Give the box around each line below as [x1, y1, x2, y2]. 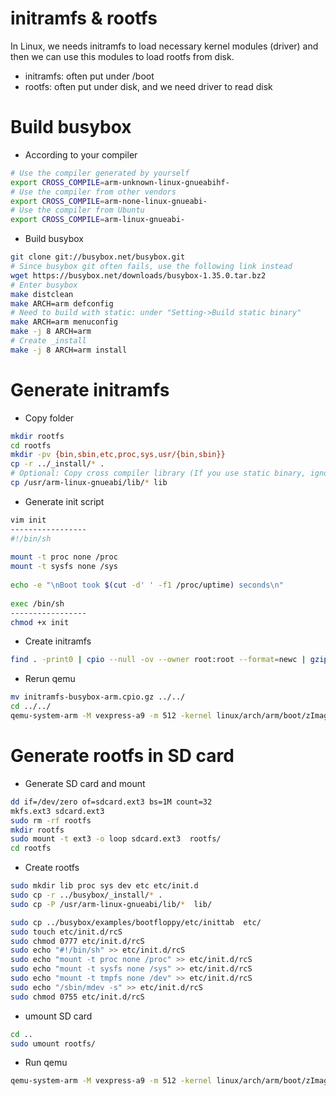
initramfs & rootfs [10, 7, 158, 30]
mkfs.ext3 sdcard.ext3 [10, 806, 105, 816]
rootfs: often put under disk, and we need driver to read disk [24, 80, 273, 92]
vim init [10, 515, 47, 525]
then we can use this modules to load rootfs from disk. [10, 50, 235, 62]
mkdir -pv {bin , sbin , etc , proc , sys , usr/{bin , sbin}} [10, 450, 226, 460]
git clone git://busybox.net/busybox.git [10, 252, 186, 262]
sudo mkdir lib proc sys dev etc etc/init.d [10, 881, 199, 891]
